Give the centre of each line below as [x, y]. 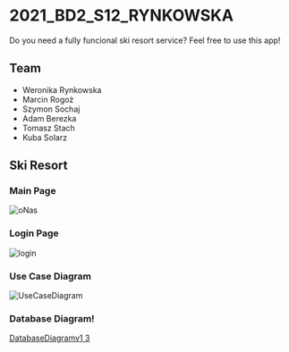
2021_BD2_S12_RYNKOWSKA [122, 16]
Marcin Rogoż [48, 99]
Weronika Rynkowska [62, 89]
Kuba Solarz [45, 137]
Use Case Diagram [51, 276]
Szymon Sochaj [51, 109]
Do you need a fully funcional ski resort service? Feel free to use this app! [145, 40]
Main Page [33, 191]
